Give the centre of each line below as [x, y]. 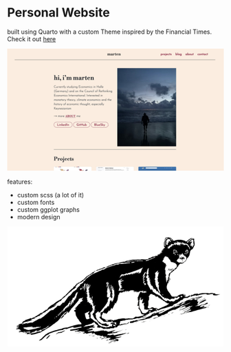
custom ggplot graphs [48, 210]
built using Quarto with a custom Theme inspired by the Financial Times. [110, 32]
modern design [38, 217]
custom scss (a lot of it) [51, 195]
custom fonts [36, 202]
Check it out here [32, 38]
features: [20, 182]
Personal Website [58, 13]
